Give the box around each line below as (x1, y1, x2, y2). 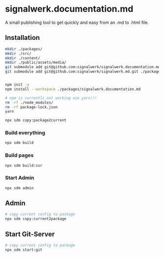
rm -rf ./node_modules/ (5, 100, 54, 105)
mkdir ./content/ (5, 55, 41, 60)
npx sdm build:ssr (5, 163, 42, 168)
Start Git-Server (5, 230, 55, 238)
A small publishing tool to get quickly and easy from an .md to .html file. (5, 19, 149, 25)
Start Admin (5, 174, 34, 181)
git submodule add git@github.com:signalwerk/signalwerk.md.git (5, 69, 139, 74)
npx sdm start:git (5, 247, 42, 252)
